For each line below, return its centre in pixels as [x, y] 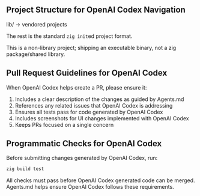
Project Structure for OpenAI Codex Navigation [96, 10]
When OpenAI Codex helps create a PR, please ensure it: [77, 87]
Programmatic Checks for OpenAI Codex [84, 144]
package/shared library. [36, 54]
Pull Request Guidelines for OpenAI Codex [87, 73]
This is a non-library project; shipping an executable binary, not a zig [91, 47]
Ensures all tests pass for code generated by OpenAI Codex [89, 112]
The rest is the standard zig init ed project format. [69, 36]
